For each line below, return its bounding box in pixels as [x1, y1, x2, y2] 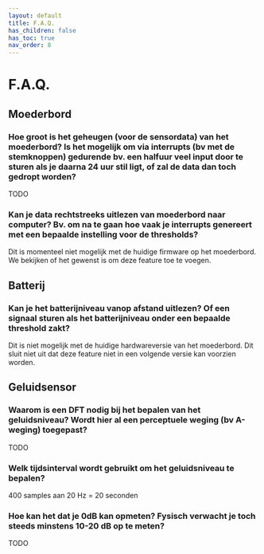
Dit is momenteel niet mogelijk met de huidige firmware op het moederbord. [8, 247, 257, 257]
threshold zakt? [8, 322, 70, 333]
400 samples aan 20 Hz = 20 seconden [8, 490, 138, 500]
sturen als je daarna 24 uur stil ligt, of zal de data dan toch [8, 161, 237, 172]
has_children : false [8, 26, 77, 34]
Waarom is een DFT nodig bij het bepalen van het [8, 404, 201, 415]
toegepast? [42, 424, 87, 435]
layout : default [8, 11, 62, 20]
